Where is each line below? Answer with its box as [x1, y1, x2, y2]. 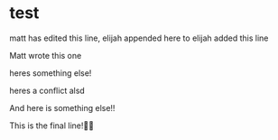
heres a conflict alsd [9, 85, 86, 96]
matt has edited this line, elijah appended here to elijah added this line [9, 33, 269, 43]
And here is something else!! [9, 102, 116, 113]
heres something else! [9, 67, 92, 79]
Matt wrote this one [9, 50, 82, 61]
